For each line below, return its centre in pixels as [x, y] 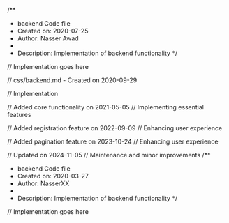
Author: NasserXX [43, 183]
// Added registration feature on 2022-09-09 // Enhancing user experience [115, 128]
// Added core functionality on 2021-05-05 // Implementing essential [106, 107]
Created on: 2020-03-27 [53, 176]
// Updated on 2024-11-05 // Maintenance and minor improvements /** [109, 155]
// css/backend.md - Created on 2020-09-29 [72, 80]
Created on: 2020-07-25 [53, 31]
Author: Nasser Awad [48, 38]
